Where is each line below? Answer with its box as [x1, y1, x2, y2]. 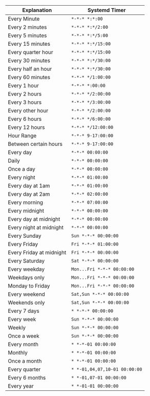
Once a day [8, 165, 36, 173]
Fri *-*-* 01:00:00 [71, 241, 119, 247]
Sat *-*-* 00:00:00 [71, 258, 119, 263]
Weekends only [8, 299, 45, 306]
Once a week [8, 332, 39, 340]
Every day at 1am [8, 182, 50, 189]
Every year [8, 383, 34, 389]
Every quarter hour [8, 49, 53, 55]
